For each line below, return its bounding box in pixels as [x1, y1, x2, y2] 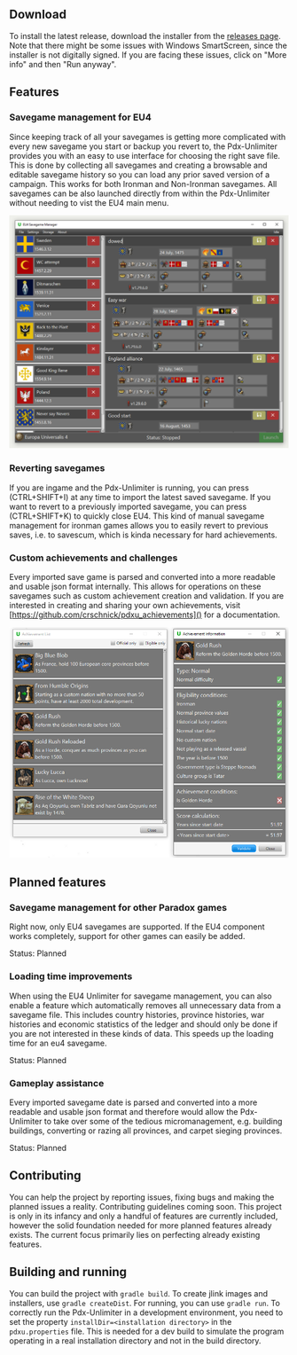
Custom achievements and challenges [9, 552, 178, 564]
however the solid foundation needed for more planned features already [9, 1219, 272, 1231]
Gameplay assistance [9, 1077, 105, 1089]
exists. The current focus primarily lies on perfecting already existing [9, 1229, 261, 1240]
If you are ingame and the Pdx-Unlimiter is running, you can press [9, 482, 250, 493]
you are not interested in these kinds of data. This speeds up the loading [9, 1028, 274, 1038]
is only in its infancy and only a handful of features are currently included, [9, 1210, 278, 1221]
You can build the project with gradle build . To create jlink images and [9, 1288, 269, 1298]
